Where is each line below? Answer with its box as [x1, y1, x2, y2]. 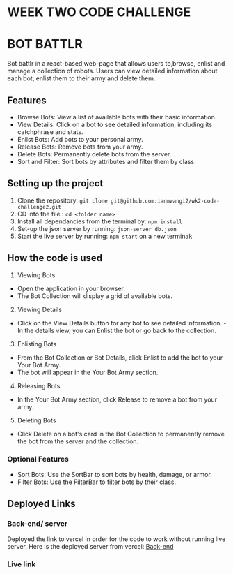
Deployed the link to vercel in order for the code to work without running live [7, 535, 226, 543]
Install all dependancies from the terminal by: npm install [17, 217, 183, 226]
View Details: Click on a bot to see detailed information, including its [17, 120, 213, 128]
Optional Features [7, 455, 70, 464]
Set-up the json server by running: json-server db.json [17, 224, 177, 233]
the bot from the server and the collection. [17, 437, 139, 446]
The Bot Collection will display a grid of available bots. [17, 291, 172, 300]
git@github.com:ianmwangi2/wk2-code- [110, 197, 220, 205]
